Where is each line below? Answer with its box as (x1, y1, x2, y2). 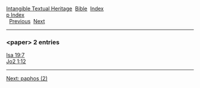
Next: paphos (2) (6, 75, 48, 82)
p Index (6, 11, 25, 18)
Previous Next (8, 18, 45, 24)
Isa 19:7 (6, 52, 25, 59)
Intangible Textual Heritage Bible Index (6, 5, 104, 12)
